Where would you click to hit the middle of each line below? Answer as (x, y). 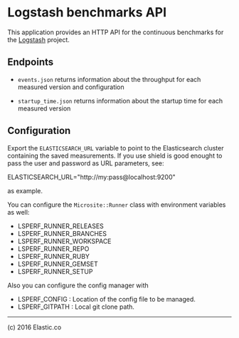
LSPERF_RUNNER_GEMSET (58, 264)
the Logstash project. (38, 39)
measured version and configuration (71, 87)
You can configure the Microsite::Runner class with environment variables (117, 205)
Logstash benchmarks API (87, 12)
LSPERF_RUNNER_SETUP (55, 271)
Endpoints (31, 62)
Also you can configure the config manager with (78, 285)
